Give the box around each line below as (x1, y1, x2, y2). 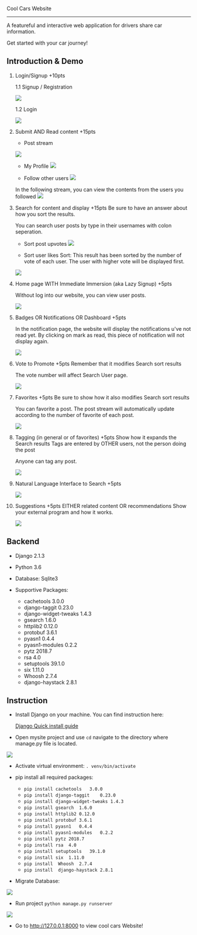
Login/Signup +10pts (15, 72, 65, 79)
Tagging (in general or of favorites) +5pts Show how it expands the (15, 433, 177, 441)
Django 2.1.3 (15, 552, 45, 559)
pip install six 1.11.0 (23, 855, 85, 861)
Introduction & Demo (6, 56, 84, 66)
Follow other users (23, 174, 69, 181)
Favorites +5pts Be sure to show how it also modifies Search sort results (15, 394, 189, 401)
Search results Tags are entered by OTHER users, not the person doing (15, 440, 186, 447)
